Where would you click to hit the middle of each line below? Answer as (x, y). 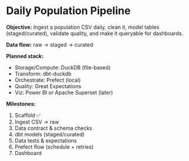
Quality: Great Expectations (48, 86)
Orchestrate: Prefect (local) (48, 80)
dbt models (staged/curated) (49, 134)
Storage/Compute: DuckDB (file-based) (62, 67)
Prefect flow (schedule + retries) (54, 147)
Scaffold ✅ (28, 115)
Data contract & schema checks (53, 128)
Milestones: (21, 103)
